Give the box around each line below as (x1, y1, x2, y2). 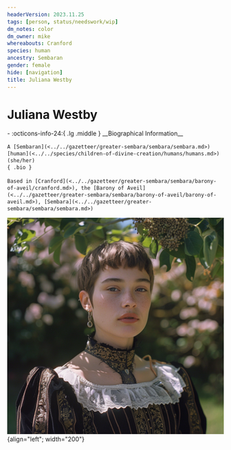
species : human (7, 47, 51, 54)
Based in (7, 178, 32, 185)
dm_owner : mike (7, 33, 51, 40)
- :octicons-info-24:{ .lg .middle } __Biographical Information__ (7, 129, 184, 137)
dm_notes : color (7, 25, 54, 32)
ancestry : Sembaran (7, 55, 63, 62)
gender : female (7, 62, 51, 69)
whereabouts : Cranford (7, 40, 72, 47)
